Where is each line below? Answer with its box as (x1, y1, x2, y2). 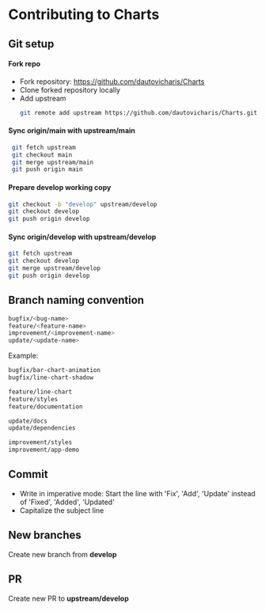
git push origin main (11, 165, 83, 173)
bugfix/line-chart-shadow (8, 374, 93, 381)
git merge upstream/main (11, 158, 93, 166)
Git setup (8, 37, 55, 51)
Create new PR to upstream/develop (8, 594, 129, 603)
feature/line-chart (8, 388, 73, 396)
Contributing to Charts (8, 6, 160, 24)
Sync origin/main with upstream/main (8, 126, 136, 135)
